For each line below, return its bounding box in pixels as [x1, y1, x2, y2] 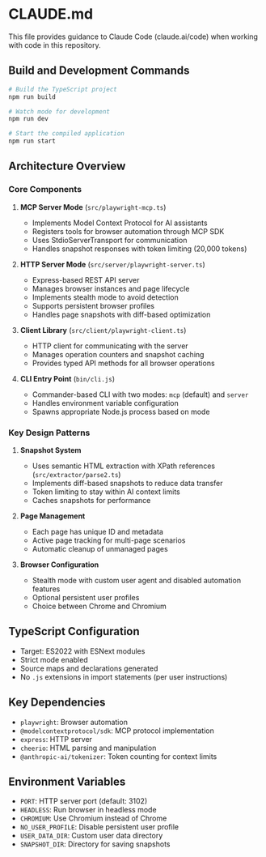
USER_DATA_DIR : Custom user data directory [19, 831, 163, 841]
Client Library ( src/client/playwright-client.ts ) [19, 325, 187, 335]
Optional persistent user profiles [32, 592, 140, 602]
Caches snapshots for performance [32, 495, 151, 505]
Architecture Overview [8, 160, 126, 173]
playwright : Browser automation [19, 717, 128, 727]
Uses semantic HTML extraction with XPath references [32, 461, 216, 471]
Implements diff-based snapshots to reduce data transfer [32, 478, 223, 488]
